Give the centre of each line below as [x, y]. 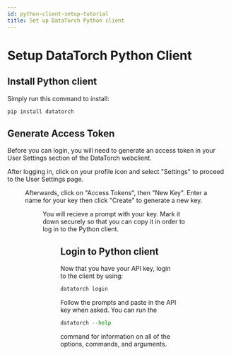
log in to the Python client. [81, 229]
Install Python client [52, 82]
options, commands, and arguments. [114, 344]
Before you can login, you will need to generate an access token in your [112, 151]
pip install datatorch [41, 111]
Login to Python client [109, 251]
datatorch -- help [86, 322]
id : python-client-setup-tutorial [58, 14]
